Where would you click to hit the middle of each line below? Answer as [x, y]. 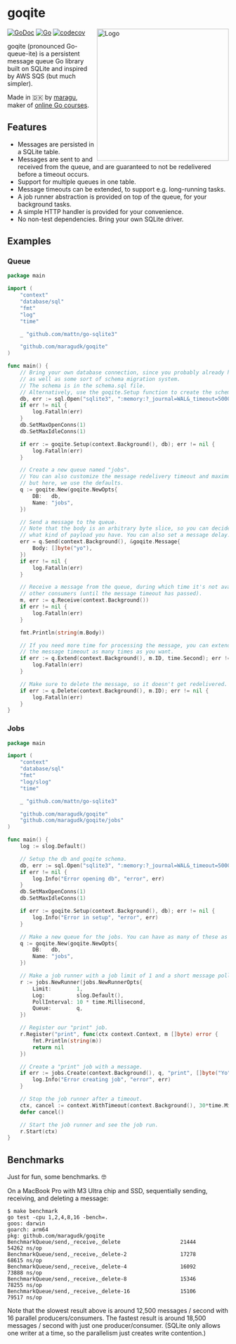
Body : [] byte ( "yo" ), [63, 548]
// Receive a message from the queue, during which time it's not [119, 587]
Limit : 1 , [58, 989]
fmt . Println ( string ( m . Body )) [63, 633]
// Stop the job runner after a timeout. [81, 1099]
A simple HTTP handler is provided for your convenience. [100, 211]
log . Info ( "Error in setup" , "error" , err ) [96, 917]
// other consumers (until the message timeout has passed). [111, 594]
